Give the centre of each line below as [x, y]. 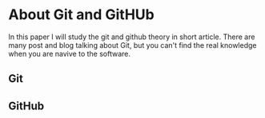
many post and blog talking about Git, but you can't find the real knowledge [132, 45]
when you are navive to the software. [69, 53]
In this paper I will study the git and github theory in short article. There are [132, 37]
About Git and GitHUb [81, 15]
